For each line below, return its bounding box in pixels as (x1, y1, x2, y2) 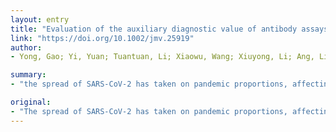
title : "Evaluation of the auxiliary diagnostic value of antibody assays (10, 24, 329, 34)
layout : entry (10, 14, 70, 25)
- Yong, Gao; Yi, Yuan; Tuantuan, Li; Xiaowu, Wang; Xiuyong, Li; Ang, (10, 52, 315, 62)
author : (10, 42, 43, 53)
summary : (10, 70, 47, 80)
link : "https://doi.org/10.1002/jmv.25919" (10, 33, 195, 43)
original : (10, 97, 52, 107)
